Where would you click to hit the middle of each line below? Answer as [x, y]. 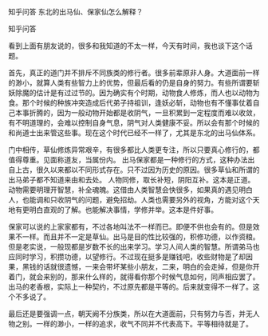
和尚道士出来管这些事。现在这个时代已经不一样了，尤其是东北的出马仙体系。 [134, 133]
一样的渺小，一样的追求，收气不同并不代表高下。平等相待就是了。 [144, 324]
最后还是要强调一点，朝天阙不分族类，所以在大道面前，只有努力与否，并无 [130, 314]
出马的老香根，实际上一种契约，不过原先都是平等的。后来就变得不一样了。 [130, 287]
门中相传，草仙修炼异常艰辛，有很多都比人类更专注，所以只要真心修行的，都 [134, 150]
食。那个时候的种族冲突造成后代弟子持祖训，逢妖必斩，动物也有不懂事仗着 [130, 103]
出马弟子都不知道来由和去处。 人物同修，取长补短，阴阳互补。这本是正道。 [132, 180]
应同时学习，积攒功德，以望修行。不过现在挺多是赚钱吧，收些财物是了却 [127, 257]
